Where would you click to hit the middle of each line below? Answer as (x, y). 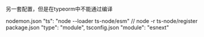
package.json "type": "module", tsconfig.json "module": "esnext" (87, 27)
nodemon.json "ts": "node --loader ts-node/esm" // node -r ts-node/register (102, 21)
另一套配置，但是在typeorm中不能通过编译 (59, 9)
